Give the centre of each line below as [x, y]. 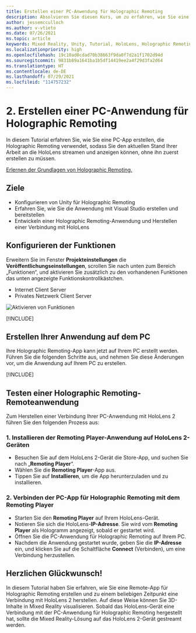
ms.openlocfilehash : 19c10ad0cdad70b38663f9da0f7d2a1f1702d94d [85, 55]
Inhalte [14, 606]
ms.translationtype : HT [35, 66]
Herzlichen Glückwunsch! [54, 574]
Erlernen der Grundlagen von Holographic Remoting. [69, 170]
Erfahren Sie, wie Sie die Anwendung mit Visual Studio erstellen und [96, 208]
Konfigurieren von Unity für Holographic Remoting [75, 202]
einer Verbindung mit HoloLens [52, 227]
